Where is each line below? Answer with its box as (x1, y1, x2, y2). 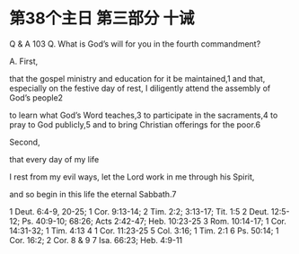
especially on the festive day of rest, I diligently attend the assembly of (9, 83, 271, 93)
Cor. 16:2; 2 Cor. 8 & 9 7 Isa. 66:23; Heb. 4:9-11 (9, 234, 183, 245)
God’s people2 (9, 92, 64, 103)
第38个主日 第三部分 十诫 (9, 8, 195, 29)
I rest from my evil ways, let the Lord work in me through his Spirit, (9, 171, 255, 182)
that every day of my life (9, 153, 100, 164)
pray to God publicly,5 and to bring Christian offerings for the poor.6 (9, 118, 261, 130)
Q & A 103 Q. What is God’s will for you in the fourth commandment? (9, 38, 261, 49)
